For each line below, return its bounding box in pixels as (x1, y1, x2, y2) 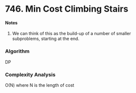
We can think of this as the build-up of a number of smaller (12, 31, 131, 37)
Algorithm (5, 48, 30, 55)
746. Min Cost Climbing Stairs (5, 3, 129, 15)
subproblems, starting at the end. (12, 36, 80, 42)
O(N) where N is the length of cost (5, 82, 74, 88)
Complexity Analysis (5, 71, 56, 78)
